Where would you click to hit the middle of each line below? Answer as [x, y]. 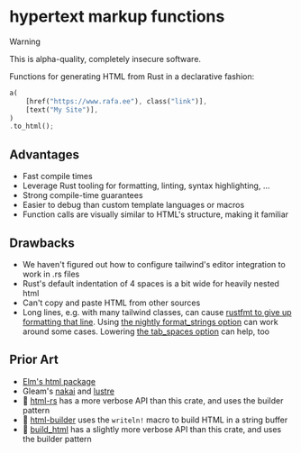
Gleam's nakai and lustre [68, 391]
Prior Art [34, 360]
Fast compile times [57, 177]
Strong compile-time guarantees [82, 195]
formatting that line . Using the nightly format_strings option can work [150, 322]
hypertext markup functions [117, 17]
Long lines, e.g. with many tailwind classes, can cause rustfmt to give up [157, 312]
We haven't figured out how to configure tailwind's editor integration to [154, 264]
